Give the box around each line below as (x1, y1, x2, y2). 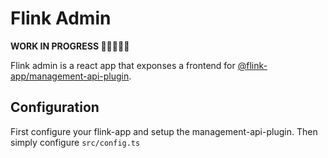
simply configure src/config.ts (10, 136, 141, 148)
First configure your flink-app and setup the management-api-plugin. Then (10, 125, 318, 137)
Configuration (10, 99, 100, 116)
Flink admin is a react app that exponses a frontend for (10, 59, 236, 71)
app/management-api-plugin (10, 70, 130, 82)
